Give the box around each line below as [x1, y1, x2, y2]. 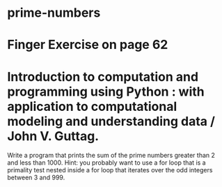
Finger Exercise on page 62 [7, 37, 168, 53]
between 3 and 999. [7, 173, 65, 182]
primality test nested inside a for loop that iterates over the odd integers [7, 166, 213, 174]
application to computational [7, 98, 177, 114]
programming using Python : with [7, 84, 205, 99]
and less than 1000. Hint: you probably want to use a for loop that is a [7, 158, 207, 167]
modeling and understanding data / [7, 113, 216, 129]
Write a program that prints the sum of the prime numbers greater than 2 [7, 151, 216, 160]
